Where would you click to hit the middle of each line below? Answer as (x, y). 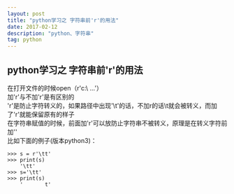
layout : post (26, 14)
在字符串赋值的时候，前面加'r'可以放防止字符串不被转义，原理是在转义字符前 (117, 123)
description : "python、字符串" (51, 33)
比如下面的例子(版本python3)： (52, 140)
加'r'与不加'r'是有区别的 (41, 97)
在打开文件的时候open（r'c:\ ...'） (55, 88)
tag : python (24, 40)
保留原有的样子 (53, 114)
